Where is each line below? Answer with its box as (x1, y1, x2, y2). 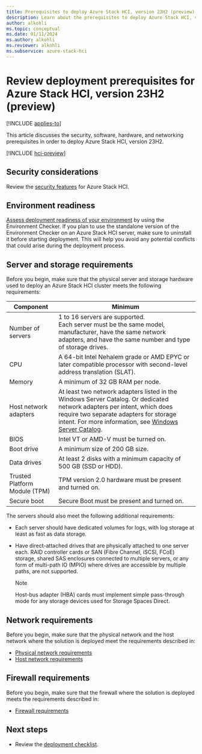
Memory (9, 378, 33, 386)
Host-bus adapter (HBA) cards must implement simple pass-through (14, 591, 185, 598)
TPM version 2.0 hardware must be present (58, 476, 182, 484)
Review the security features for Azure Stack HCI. (6, 183, 129, 190)
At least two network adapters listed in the (58, 387, 177, 396)
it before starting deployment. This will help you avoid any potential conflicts (6, 236, 195, 243)
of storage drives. (58, 343, 108, 352)
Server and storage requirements (6, 259, 133, 270)
